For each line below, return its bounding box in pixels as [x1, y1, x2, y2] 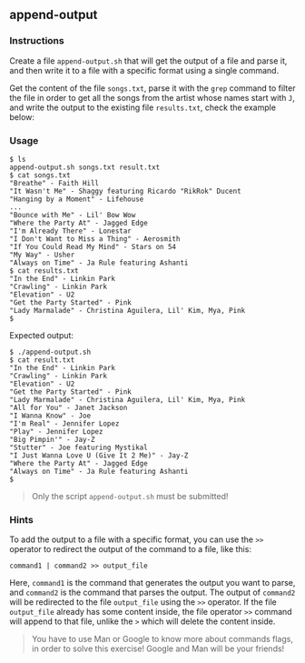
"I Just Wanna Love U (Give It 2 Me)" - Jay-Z [9, 450, 189, 460]
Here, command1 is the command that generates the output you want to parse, [9, 578, 296, 588]
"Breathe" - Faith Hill [9, 178, 100, 187]
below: [9, 111, 34, 122]
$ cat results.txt [9, 266, 79, 276]
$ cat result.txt [9, 355, 75, 365]
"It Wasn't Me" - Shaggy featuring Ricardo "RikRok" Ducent [9, 186, 242, 196]
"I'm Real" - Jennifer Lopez [9, 418, 120, 428]
